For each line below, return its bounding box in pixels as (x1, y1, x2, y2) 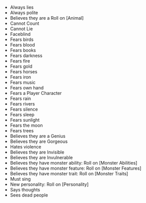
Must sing (10, 176, 31, 182)
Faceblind (10, 31, 31, 37)
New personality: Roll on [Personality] (10, 181, 89, 187)
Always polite (10, 10, 38, 16)
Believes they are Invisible (10, 149, 65, 155)
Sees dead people (10, 192, 48, 198)
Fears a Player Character (10, 90, 62, 96)
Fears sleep (10, 112, 34, 118)
